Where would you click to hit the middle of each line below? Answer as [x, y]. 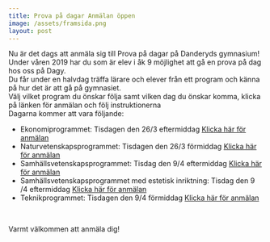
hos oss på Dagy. [37, 71]
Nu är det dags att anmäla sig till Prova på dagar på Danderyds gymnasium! [134, 54]
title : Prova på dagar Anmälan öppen [72, 16]
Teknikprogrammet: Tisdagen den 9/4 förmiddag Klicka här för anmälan [139, 198]
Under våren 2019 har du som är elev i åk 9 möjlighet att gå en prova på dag [135, 62]
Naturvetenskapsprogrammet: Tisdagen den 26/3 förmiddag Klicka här [138, 147]
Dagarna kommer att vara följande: [66, 114]
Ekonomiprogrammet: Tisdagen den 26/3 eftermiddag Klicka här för [133, 129]
